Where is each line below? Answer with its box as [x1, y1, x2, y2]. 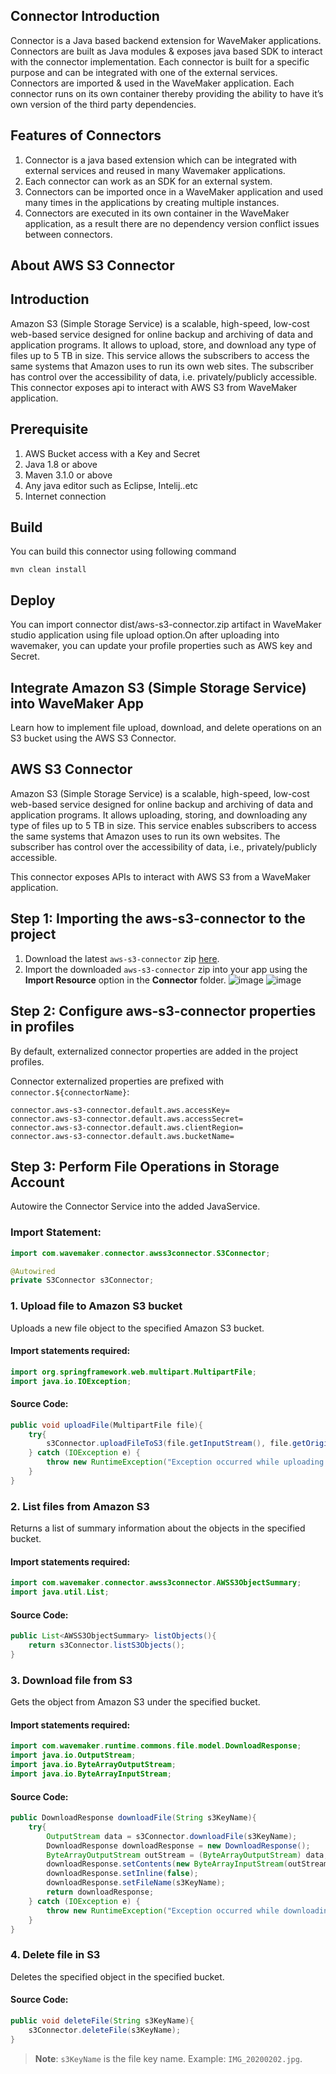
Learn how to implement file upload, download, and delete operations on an [10, 722, 322, 734]
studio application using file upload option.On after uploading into [10, 629, 280, 641]
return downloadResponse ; [46, 1887, 155, 1898]
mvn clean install [10, 565, 87, 575]
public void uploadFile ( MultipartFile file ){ [10, 1420, 203, 1430]
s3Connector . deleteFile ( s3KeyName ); [28, 2025, 182, 2035]
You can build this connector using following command [10, 545, 237, 558]
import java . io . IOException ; [10, 1376, 132, 1386]
